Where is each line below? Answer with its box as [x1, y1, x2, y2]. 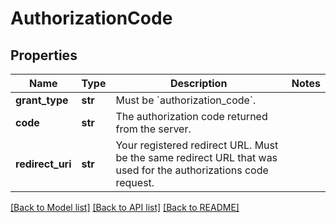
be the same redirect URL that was [115, 151, 278, 164]
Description [169, 77, 228, 90]
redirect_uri [15, 157, 72, 171]
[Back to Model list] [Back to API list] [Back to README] [10, 202, 240, 213]
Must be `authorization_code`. [115, 93, 257, 107]
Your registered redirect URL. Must [115, 138, 279, 152]
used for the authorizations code [115, 163, 269, 177]
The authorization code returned [115, 110, 268, 123]
